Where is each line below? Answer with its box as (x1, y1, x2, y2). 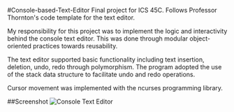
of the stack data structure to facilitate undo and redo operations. (7, 70, 196, 78)
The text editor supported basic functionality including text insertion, (7, 55, 205, 64)
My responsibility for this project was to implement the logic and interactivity (7, 27, 228, 35)
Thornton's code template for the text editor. (7, 13, 135, 22)
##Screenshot (7, 97, 48, 106)
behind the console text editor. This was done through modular (7, 34, 189, 43)
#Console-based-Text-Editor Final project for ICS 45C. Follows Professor (7, 6, 218, 14)
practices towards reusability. (32, 42, 118, 50)
